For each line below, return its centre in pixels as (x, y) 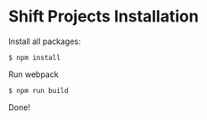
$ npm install (35, 57)
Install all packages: (45, 41)
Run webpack (33, 74)
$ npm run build (38, 90)
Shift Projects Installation (103, 17)
